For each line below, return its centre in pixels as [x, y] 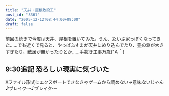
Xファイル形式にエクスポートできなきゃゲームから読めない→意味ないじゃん [85, 82]
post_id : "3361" [22, 15]
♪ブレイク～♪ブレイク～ [31, 88]
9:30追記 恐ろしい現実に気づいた [57, 69]
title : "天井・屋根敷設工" [31, 10]
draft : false [19, 24]
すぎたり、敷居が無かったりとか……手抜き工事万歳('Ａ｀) [65, 52]
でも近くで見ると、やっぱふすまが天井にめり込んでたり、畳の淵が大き [91, 45]
